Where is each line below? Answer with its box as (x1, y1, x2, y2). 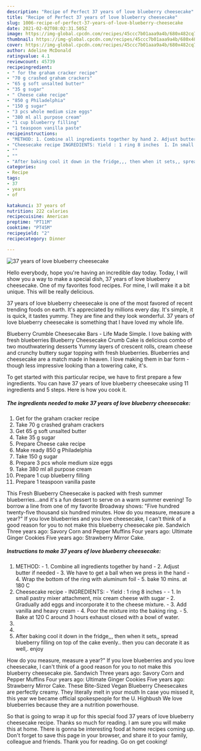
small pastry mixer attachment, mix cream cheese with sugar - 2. (15, 594, 175, 601)
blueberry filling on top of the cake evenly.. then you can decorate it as (15, 639, 190, 646)
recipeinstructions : (7, 131, 58, 137)
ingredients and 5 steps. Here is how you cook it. (7, 386, 127, 393)
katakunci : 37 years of (7, 202, 66, 209)
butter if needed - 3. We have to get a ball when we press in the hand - (15, 569, 190, 576)
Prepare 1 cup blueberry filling (15, 472, 90, 479)
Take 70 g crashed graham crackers (15, 421, 104, 428)
